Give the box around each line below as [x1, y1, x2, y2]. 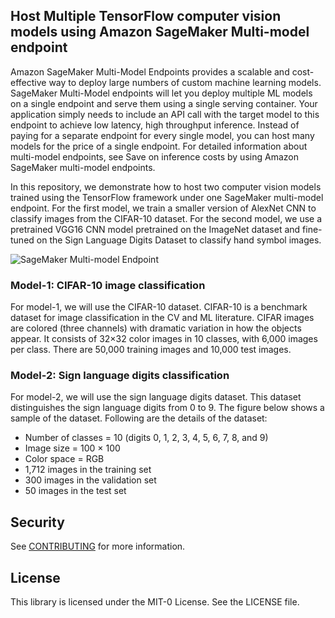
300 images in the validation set [24, 474, 157, 486]
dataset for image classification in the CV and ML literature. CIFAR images [10, 312, 315, 324]
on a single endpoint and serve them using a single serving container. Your [10, 97, 318, 109]
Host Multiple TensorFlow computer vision [10, 8, 282, 25]
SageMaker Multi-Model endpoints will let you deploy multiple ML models [10, 87, 313, 99]
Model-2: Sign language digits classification [10, 369, 230, 383]
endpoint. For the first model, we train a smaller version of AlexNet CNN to [10, 202, 317, 214]
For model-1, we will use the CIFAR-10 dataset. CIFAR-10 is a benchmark [10, 301, 308, 313]
